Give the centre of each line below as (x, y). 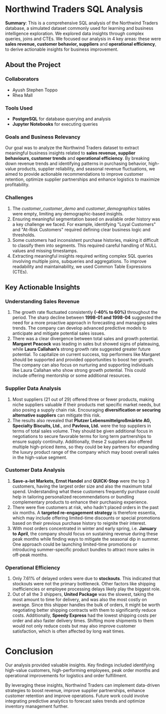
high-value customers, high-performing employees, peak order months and (82, 670)
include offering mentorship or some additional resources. (72, 375)
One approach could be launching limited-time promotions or (75, 544)
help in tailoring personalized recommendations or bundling (73, 497)
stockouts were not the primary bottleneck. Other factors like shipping (84, 584)
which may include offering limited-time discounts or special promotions (86, 518)
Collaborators (22, 79)
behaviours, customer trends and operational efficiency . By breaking (77, 158)
